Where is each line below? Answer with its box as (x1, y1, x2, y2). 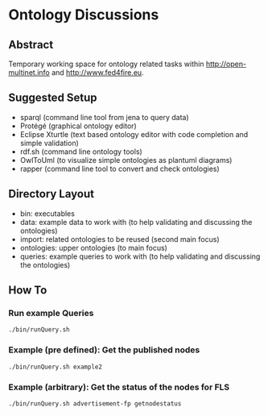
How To (8, 284, 47, 297)
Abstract (8, 38, 54, 52)
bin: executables (19, 208, 75, 218)
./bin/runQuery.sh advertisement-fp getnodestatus (8, 399, 182, 408)
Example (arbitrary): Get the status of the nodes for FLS (8, 381, 230, 393)
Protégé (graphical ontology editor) (19, 121, 137, 131)
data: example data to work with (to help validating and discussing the (19, 217, 253, 227)
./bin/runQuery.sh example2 (8, 363, 103, 371)
